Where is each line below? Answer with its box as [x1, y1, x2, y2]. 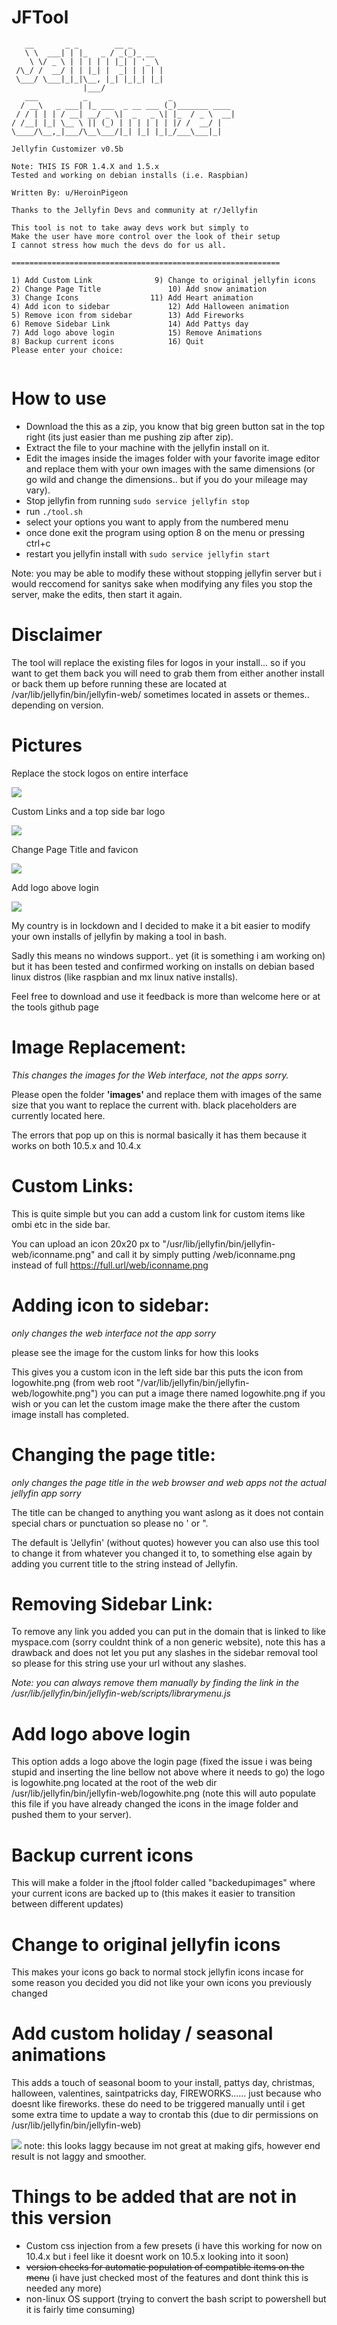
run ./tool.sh [25, 505, 83, 517]
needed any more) [25, 2282, 103, 2295]
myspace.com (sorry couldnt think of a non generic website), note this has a [11, 1636, 326, 1648]
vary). [25, 484, 51, 496]
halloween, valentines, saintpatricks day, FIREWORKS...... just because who [11, 2087, 322, 2100]
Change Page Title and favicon [11, 843, 139, 855]
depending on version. [11, 699, 104, 711]
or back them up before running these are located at [11, 677, 227, 690]
